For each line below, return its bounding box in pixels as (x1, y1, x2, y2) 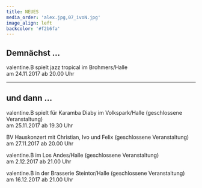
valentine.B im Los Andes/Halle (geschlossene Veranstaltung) (6, 151, 159, 159)
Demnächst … (6, 47, 61, 58)
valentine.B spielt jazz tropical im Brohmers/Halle (6, 64, 128, 71)
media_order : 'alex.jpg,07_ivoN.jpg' (6, 14, 101, 20)
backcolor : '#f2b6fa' (6, 25, 61, 32)
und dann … (6, 93, 52, 103)
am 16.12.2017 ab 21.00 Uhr (6, 175, 73, 183)
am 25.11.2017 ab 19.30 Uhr (6, 121, 73, 129)
